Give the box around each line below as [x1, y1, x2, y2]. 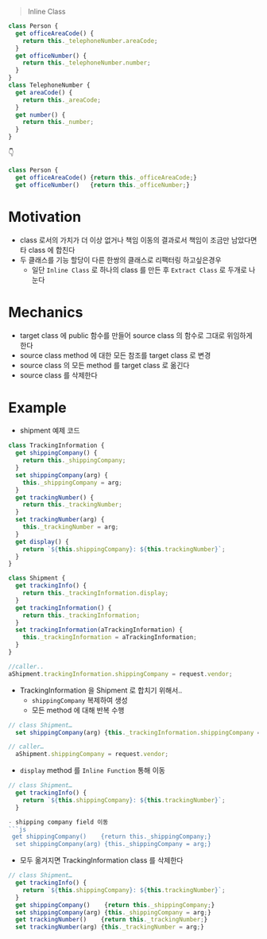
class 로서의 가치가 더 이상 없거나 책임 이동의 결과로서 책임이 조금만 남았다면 [19, 235, 257, 245]
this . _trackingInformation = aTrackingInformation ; [22, 634, 197, 642]
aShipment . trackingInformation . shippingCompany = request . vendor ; [8, 669, 233, 678]
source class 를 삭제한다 [19, 370, 98, 380]
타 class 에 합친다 [19, 245, 75, 254]
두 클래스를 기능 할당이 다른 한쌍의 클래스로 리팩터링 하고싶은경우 [19, 254, 222, 265]
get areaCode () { [15, 88, 73, 96]
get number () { [15, 111, 66, 118]
